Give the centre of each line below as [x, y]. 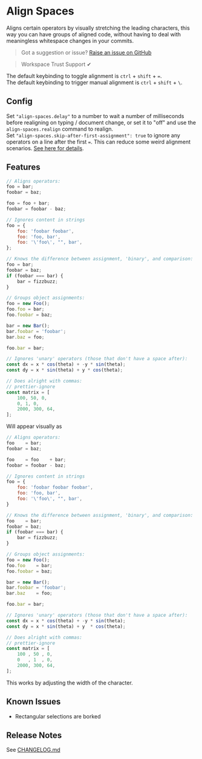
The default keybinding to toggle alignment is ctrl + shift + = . [84, 76]
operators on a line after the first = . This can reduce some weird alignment [99, 142]
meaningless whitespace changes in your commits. [70, 41]
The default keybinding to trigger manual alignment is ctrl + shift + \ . [94, 82]
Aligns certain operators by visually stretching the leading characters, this [98, 28]
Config [19, 101]
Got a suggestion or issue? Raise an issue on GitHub [86, 52]
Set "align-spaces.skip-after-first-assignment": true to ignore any [93, 135]
